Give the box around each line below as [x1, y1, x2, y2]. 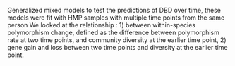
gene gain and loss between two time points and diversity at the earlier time [7, 44, 228, 51]
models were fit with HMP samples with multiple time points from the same [7, 13, 225, 22]
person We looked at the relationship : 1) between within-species [7, 21, 196, 29]
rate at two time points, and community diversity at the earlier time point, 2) [7, 36, 227, 44]
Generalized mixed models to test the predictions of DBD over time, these [7, 6, 221, 14]
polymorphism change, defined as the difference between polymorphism [7, 28, 220, 37]
